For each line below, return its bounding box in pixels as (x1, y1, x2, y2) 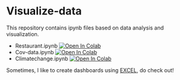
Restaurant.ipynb (15, 42, 58, 49)
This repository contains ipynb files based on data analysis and (6, 24, 164, 31)
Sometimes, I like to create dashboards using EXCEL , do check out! (6, 66, 175, 73)
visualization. (6, 30, 39, 37)
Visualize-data (6, 4, 82, 18)
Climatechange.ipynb (15, 55, 68, 62)
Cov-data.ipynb (15, 48, 55, 55)
